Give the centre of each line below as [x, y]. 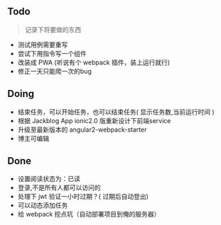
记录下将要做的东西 [53, 29]
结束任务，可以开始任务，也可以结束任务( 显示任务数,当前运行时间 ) [116, 112]
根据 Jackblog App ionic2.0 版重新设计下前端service [94, 120]
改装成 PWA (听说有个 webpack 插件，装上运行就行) [94, 62]
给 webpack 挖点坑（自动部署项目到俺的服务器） [89, 214]
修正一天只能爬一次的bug [55, 71]
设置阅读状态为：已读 [49, 179]
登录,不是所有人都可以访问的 [59, 187]
